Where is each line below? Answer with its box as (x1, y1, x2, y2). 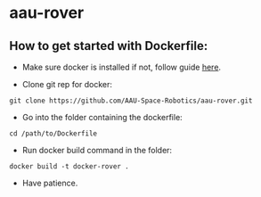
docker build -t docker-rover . (9, 162, 129, 171)
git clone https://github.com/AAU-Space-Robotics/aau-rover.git (9, 96, 253, 105)
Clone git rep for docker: (21, 79, 113, 89)
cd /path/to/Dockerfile (9, 129, 98, 138)
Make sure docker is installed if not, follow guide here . (21, 62, 221, 72)
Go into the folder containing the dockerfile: (21, 112, 183, 122)
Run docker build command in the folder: (21, 145, 172, 155)
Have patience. (21, 177, 78, 188)
